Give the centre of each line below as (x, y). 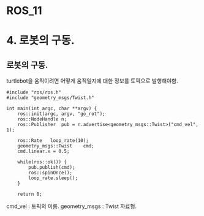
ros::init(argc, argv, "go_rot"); (61, 114)
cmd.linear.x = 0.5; (43, 151)
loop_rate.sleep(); (53, 178)
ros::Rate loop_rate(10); (53, 141)
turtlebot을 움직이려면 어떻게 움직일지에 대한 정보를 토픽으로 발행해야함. (93, 81)
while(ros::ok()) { (42, 162)
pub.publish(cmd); (52, 168)
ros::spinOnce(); (50, 173)
